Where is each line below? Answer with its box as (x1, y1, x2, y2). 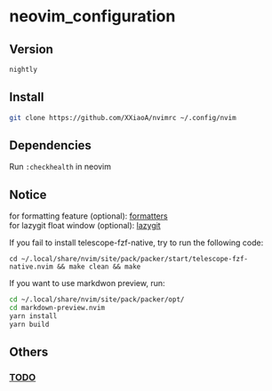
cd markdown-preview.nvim (9, 304, 105, 313)
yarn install (9, 311, 58, 321)
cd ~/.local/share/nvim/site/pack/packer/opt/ (9, 295, 185, 304)
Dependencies (9, 138, 92, 153)
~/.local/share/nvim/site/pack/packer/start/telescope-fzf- (20, 255, 249, 264)
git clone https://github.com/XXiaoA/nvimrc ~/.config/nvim (9, 113, 237, 122)
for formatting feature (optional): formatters (9, 211, 168, 221)
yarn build (9, 320, 50, 329)
